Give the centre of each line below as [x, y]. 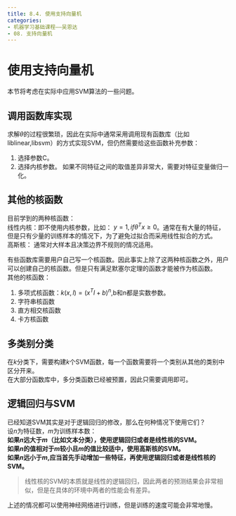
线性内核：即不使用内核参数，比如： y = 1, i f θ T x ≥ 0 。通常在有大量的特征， [116, 226]
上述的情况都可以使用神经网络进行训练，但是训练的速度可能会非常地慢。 [112, 505]
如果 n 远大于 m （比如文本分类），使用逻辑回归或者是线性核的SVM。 [104, 440]
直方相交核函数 [39, 310]
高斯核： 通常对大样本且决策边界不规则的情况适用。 [82, 245]
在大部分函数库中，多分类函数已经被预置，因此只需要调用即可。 [99, 379]
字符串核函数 [36, 302]
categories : [25, 20]
